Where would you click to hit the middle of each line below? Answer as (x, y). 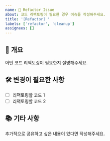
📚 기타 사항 (22, 118)
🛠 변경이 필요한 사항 (35, 80)
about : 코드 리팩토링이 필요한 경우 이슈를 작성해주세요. (55, 14)
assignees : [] (20, 28)
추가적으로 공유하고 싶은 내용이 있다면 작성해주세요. (55, 134)
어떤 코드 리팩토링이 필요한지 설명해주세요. (47, 62)
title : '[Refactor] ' (28, 19)
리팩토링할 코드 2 (29, 101)
